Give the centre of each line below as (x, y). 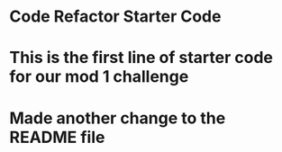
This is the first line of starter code (141, 58)
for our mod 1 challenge (99, 77)
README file (57, 137)
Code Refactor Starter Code (115, 17)
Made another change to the (118, 118)
